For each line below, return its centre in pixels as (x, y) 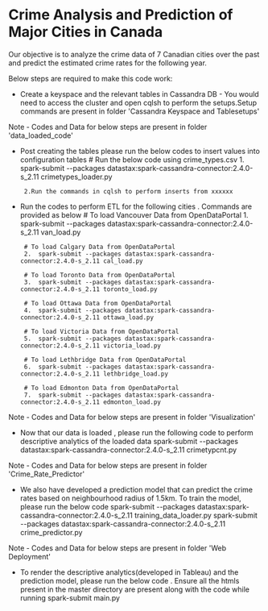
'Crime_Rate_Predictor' (47, 474)
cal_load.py (123, 261)
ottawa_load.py (129, 317)
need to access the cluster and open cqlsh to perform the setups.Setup (138, 102)
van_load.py (61, 232)
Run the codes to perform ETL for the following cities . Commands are (136, 206)
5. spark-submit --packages (73, 339)
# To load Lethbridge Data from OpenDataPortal (105, 360)
